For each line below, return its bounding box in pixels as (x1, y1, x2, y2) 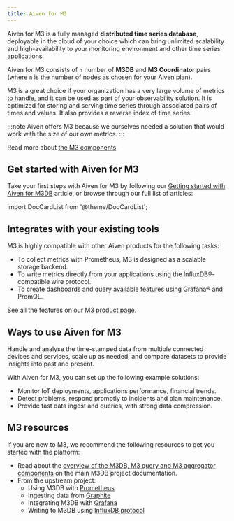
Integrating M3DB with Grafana (27, 498, 117, 507)
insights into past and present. (7, 359, 94, 368)
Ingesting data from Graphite (27, 491, 111, 499)
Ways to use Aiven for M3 (7, 326, 122, 338)
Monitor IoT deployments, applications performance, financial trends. (17, 387, 217, 395)
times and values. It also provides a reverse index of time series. (7, 108, 192, 117)
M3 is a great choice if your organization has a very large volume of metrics (7, 86, 225, 94)
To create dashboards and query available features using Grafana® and (17, 285, 224, 294)
